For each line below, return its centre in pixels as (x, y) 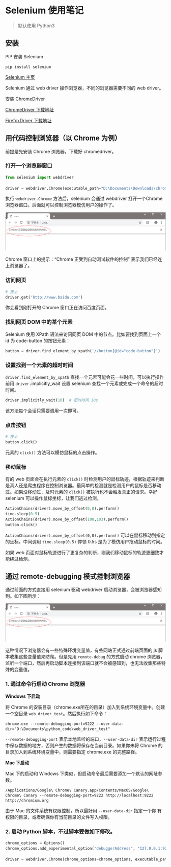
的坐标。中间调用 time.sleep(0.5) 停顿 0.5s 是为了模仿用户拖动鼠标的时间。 (85, 541)
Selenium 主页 (20, 77)
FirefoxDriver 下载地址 (28, 120)
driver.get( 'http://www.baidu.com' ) (44, 297)
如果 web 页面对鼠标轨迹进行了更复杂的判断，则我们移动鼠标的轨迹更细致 (82, 552)
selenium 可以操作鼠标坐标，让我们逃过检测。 (53, 498)
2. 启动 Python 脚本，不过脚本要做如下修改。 (60, 831)
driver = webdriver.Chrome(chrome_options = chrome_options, (69, 859)
